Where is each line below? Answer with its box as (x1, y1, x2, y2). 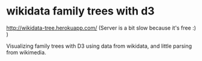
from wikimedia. (6, 48, 47, 56)
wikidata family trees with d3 (6, 4, 155, 18)
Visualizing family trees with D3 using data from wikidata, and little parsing (6, 42, 192, 50)
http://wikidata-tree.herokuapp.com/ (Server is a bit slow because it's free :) (6, 24, 197, 31)
